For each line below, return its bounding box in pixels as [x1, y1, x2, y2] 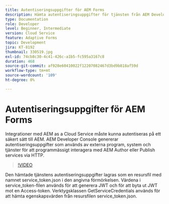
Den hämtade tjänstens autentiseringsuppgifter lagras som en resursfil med [5, 171, 162, 177]
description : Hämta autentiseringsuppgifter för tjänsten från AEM [5, 12, 150, 17]
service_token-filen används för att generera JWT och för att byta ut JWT [5, 182, 157, 188]
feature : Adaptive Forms [5, 36, 57, 41]
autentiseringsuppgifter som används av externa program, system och [5, 141, 151, 147]
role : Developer [5, 21, 39, 27]
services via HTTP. [5, 152, 44, 158]
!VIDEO [17, 162, 33, 168]
